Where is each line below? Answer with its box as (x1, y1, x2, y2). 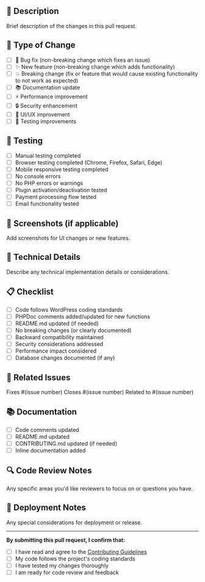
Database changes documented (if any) (15, 354, 115, 362)
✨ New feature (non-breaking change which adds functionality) (15, 63, 175, 70)
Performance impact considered (15, 347, 97, 354)
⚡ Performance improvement (15, 93, 88, 100)
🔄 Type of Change (6, 40, 76, 51)
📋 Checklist (6, 287, 54, 297)
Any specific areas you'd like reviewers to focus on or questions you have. (6, 484, 193, 492)
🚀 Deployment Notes (6, 503, 87, 513)
